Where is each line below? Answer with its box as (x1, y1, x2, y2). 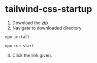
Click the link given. (12, 52, 53, 58)
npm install (5, 34, 30, 39)
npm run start (5, 43, 34, 48)
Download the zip (12, 20, 48, 26)
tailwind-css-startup (5, 3, 92, 15)
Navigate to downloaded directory (12, 25, 82, 31)
